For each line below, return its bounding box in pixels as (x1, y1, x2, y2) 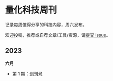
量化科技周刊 (5, 4, 57, 16)
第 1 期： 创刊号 (12, 71, 43, 77)
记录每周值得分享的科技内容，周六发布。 (5, 22, 87, 27)
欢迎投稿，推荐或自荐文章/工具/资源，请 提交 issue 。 (5, 32, 111, 38)
